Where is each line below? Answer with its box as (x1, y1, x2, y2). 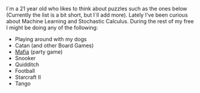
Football (14, 67, 35, 74)
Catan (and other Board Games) (14, 42, 94, 49)
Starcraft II (14, 74, 41, 80)
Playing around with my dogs (14, 36, 87, 42)
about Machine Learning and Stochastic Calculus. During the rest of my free (6, 18, 194, 24)
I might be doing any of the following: (6, 24, 98, 31)
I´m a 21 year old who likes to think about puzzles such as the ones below (6, 5, 187, 12)
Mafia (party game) (14, 48, 63, 55)
